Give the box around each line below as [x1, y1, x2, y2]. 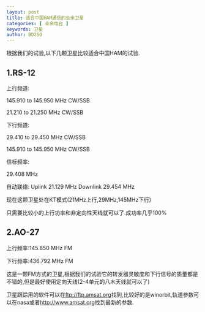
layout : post [6, 9, 40, 15]
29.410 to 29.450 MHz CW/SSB [6, 133, 86, 141]
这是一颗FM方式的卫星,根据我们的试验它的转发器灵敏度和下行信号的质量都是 [6, 270, 198, 278]
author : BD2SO [6, 32, 43, 38]
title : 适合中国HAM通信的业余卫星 [6, 15, 84, 21]
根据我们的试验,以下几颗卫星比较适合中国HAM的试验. [6, 50, 140, 57]
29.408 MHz [6, 170, 39, 178]
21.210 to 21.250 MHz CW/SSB [6, 108, 84, 116]
